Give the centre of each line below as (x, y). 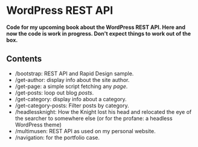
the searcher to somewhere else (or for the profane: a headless (94, 118)
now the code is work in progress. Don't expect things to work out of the (99, 33)
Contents (24, 59)
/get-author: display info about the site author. (72, 80)
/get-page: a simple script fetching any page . (71, 86)
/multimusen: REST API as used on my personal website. (85, 131)
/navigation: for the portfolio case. (57, 137)
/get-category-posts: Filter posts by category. (72, 105)
